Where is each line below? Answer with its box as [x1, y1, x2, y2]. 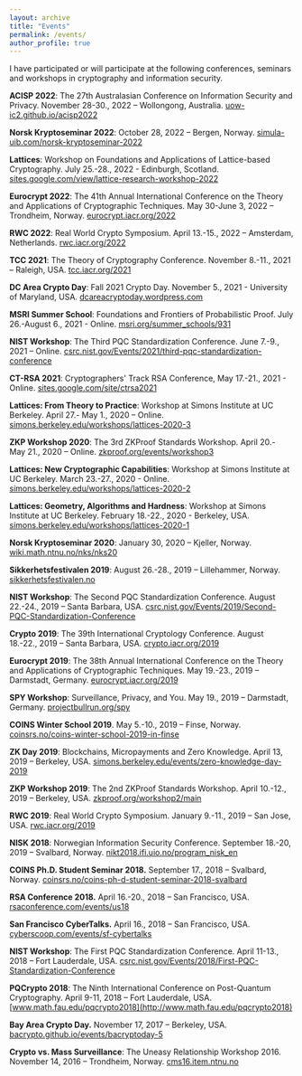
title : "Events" [9, 22, 70, 31]
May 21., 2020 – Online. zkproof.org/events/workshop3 [9, 447, 215, 458]
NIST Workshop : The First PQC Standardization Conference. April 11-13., [9, 946, 279, 957]
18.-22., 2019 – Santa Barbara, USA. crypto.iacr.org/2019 [9, 638, 219, 649]
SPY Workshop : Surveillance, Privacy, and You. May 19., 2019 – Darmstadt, [9, 693, 288, 703]
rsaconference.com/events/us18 [9, 901, 130, 912]
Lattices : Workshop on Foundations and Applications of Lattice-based [9, 155, 270, 165]
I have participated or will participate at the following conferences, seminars [9, 63, 291, 74]
